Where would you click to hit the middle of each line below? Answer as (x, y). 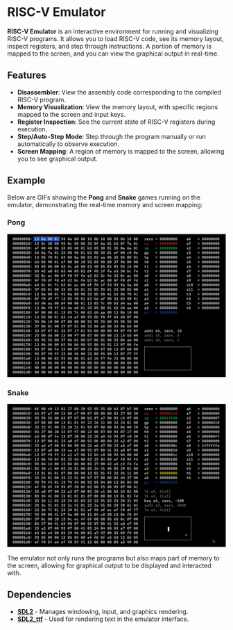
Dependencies (39, 595)
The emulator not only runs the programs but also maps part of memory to (113, 558)
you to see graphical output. (58, 159)
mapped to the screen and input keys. (71, 114)
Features (27, 75)
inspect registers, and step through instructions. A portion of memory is (110, 46)
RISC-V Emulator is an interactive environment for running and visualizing (113, 31)
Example (26, 180)
